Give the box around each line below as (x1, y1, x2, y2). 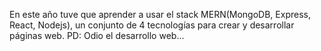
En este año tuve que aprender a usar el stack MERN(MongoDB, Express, (9, 9, 311, 20)
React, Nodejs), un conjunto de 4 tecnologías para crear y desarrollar (9, 19, 295, 31)
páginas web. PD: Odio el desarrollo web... (9, 30, 185, 41)
